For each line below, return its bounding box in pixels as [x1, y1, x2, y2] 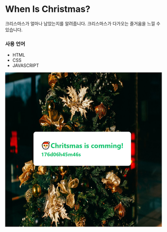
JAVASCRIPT [12, 63, 39, 69]
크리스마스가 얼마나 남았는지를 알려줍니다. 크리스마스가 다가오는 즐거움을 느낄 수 [5, 20, 161, 26]
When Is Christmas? [5, 3, 90, 15]
